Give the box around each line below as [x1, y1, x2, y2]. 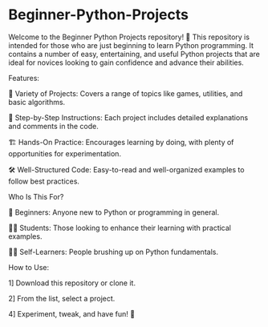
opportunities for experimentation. [8, 148, 122, 158]
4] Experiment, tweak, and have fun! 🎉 [8, 309, 135, 318]
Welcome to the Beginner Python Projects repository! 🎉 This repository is [8, 32, 250, 42]
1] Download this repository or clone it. [8, 278, 136, 288]
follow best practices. [8, 176, 80, 186]
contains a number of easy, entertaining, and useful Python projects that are [8, 49, 261, 59]
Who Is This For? [8, 192, 64, 201]
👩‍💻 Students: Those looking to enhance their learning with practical [8, 223, 231, 232]
